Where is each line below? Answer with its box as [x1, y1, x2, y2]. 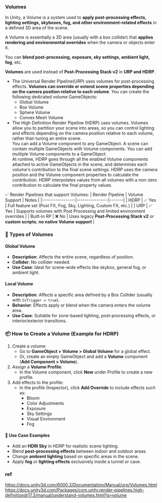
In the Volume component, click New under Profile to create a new [19, 369, 153, 375]
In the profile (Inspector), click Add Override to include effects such [19, 385, 156, 391]
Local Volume [5, 281, 33, 287]
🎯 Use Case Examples [5, 432, 50, 438]
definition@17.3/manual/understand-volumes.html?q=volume [5, 492, 127, 498]
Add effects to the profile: [12, 379, 64, 385]
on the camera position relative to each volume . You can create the [12, 89, 149, 95]
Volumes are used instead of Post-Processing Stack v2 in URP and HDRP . [5, 69, 156, 75]
